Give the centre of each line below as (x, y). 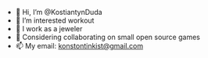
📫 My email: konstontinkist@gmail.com (79, 46)
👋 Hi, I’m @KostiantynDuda (59, 12)
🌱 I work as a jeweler (49, 29)
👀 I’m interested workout (55, 20)
